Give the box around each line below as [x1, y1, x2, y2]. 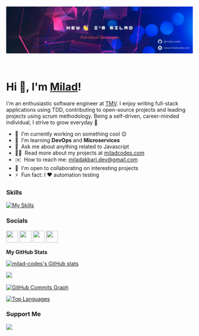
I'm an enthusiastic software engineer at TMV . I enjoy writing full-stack [6, 99, 179, 107]
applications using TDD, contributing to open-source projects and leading [6, 106, 186, 113]
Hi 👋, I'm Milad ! [6, 80, 82, 94]
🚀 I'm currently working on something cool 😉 [14, 130, 127, 137]
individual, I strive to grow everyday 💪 [6, 118, 98, 125]
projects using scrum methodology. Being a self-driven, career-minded [6, 112, 179, 120]
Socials [6, 216, 28, 225]
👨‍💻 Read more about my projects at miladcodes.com [14, 149, 145, 156]
